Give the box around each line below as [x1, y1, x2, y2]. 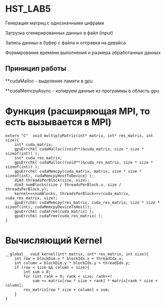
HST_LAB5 [5, 3, 51, 15]
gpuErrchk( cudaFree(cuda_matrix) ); [14, 209, 94, 214]
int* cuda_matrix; [14, 142, 53, 147]
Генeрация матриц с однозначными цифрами [5, 20, 105, 26]
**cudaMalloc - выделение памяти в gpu [5, 77, 93, 84]
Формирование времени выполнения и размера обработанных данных [5, 49, 161, 55]
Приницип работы [5, 64, 67, 73]
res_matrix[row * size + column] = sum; [23, 287, 110, 292]
